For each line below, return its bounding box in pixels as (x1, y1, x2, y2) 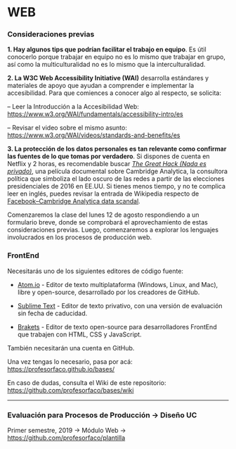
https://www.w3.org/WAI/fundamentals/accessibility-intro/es (7, 110, 184, 118)
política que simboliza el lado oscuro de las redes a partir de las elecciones (7, 175, 225, 183)
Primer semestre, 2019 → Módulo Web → (7, 426, 126, 435)
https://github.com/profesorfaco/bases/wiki (7, 386, 134, 394)
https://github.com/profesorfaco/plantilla (7, 434, 126, 442)
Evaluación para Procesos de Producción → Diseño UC (7, 410, 197, 419)
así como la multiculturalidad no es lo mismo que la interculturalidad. (7, 61, 206, 69)
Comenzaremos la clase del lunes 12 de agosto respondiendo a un (7, 210, 199, 219)
